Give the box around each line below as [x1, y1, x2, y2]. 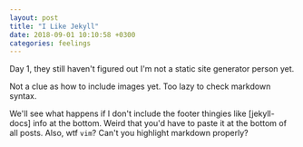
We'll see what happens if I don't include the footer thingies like [9, 108, 247, 119]
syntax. [9, 91, 37, 102]
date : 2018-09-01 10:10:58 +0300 [9, 30, 136, 39]
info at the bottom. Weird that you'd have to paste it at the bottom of [33, 118, 288, 129]
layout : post [9, 13, 59, 23]
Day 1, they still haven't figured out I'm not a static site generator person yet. [9, 64, 295, 74]
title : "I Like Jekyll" [9, 22, 100, 31]
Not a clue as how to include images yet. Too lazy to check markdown [9, 81, 271, 92]
